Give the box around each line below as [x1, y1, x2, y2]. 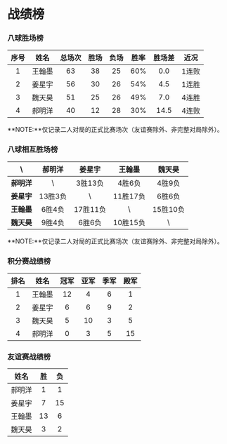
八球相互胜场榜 [7, 144, 58, 154]
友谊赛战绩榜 [7, 352, 51, 361]
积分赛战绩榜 [7, 256, 51, 266]
